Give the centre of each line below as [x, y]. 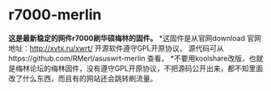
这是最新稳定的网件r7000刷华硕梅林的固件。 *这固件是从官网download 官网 [135, 38]
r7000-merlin [55, 15]
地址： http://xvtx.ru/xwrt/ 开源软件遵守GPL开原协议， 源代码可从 [116, 48]
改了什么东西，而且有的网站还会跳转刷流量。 [83, 78]
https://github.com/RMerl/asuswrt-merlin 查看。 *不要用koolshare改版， [129, 58]
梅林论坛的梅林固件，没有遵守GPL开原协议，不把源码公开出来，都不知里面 [139, 68]
